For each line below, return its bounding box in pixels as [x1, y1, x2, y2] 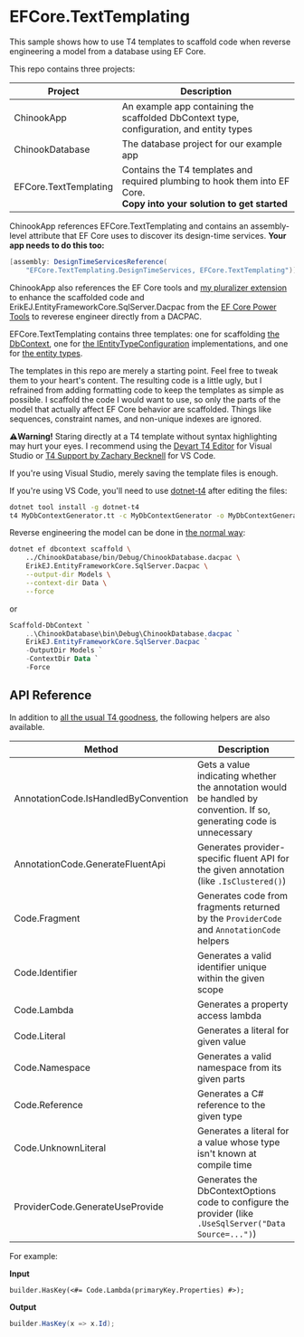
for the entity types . [9, 347, 83, 358]
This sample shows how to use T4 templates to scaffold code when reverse [9, 36, 291, 47]
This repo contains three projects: [9, 63, 136, 74]
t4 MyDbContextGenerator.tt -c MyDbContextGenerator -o [9, 511, 224, 520]
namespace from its [197, 1061, 282, 1074]
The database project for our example [121, 137, 282, 150]
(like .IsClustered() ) [197, 875, 287, 887]
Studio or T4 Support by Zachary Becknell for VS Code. [9, 450, 216, 460]
